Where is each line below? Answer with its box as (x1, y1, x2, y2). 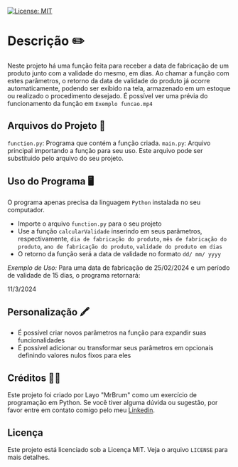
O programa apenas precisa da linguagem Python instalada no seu (7, 198, 201, 206)
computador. (7, 205, 45, 214)
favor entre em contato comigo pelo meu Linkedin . (7, 406, 155, 414)
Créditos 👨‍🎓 (7, 372, 61, 384)
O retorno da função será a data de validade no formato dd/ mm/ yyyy (17, 249, 222, 258)
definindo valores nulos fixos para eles (17, 351, 131, 360)
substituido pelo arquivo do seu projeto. (7, 154, 124, 162)
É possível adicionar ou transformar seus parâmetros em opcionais (17, 344, 214, 352)
